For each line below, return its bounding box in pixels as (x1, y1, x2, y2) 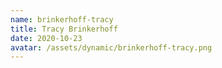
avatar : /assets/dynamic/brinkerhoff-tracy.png (10, 42, 213, 53)
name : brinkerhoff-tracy (10, 14, 114, 25)
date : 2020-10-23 (10, 33, 83, 43)
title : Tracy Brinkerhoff (10, 24, 118, 34)
